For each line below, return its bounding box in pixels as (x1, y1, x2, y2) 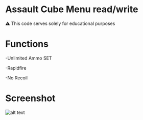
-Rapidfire (5, 65, 27, 71)
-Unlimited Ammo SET (5, 55, 52, 61)
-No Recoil (5, 75, 28, 81)
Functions (5, 38, 49, 50)
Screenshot (5, 93, 56, 104)
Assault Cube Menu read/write (5, 4, 138, 15)
